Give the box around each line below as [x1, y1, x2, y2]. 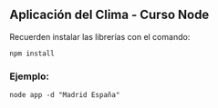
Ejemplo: [9, 70, 50, 83]
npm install [9, 49, 55, 58]
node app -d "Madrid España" [9, 91, 120, 100]
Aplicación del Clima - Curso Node [9, 7, 210, 23]
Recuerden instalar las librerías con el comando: [9, 31, 191, 42]
